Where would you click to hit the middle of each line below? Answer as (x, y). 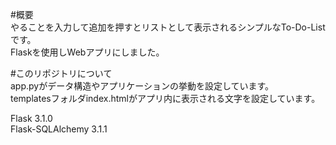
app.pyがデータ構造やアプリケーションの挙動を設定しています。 (142, 86)
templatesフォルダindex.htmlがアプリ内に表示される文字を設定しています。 (165, 98)
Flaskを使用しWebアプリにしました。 (87, 52)
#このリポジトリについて (61, 73)
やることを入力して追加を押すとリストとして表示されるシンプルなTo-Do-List (168, 27)
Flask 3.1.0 (31, 118)
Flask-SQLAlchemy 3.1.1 (59, 129)
